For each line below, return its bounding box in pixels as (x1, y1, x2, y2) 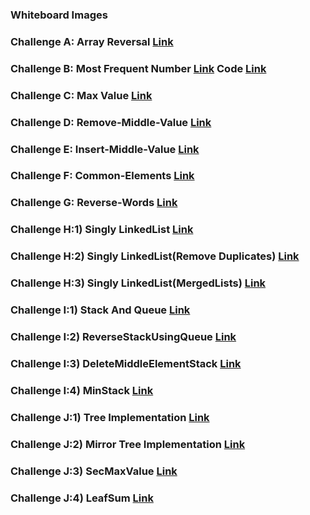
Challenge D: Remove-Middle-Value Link (10, 115, 212, 129)
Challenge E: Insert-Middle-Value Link (10, 142, 200, 156)
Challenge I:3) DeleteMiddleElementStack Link (10, 356, 242, 370)
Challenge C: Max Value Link (10, 88, 153, 102)
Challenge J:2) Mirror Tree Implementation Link (10, 437, 246, 451)
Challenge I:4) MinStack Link (10, 383, 154, 397)
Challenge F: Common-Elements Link (10, 169, 195, 183)
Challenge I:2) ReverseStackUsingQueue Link (10, 329, 237, 343)
